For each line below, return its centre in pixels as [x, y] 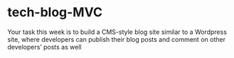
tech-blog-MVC [55, 12]
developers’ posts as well [44, 47]
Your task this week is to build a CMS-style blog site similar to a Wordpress [117, 32]
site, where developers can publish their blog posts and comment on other [117, 39]
